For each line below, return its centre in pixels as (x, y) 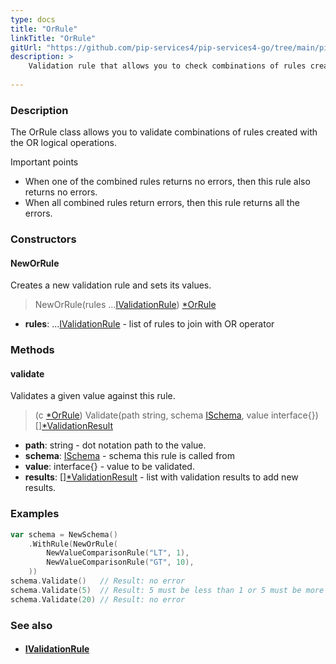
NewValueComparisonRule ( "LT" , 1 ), (118, 553)
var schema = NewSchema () (64, 534)
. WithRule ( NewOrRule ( (73, 544)
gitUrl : (26, 47)
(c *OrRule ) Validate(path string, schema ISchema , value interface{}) (176, 415)
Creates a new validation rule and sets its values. (111, 285)
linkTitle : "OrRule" (53, 38)
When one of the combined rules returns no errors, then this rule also (167, 182)
